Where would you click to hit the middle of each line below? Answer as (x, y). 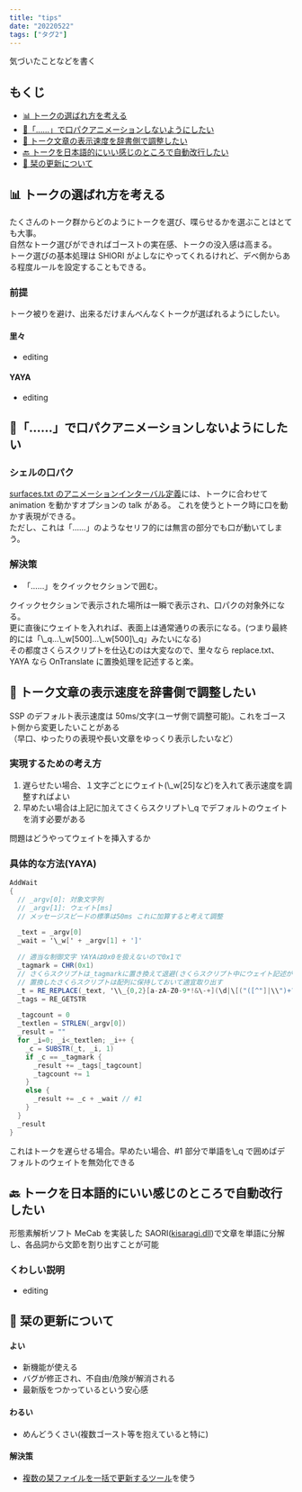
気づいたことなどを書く (53, 61)
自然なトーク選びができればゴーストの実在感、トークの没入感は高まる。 (143, 244)
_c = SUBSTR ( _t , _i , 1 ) (70, 1049)
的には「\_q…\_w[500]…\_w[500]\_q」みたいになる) (106, 638)
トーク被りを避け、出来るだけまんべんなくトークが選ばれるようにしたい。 (147, 314)
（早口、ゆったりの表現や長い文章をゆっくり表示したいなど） (124, 738)
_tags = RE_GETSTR (52, 999)
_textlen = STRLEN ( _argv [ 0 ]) (72, 1024)
